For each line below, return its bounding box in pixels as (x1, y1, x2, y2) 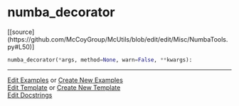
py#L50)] (7, 42, 35, 51)
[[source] (7, 28, 35, 36)
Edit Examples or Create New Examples (7, 76, 123, 84)
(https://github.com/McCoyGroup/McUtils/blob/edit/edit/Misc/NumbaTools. (7, 35, 228, 43)
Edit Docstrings (7, 90, 53, 99)
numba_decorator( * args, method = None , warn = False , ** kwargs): (7, 56, 193, 64)
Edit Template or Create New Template (7, 83, 121, 92)
